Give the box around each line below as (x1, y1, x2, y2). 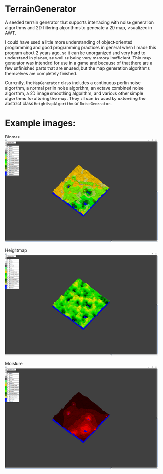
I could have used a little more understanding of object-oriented (5, 39, 133, 45)
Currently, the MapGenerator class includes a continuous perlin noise (5, 79, 141, 86)
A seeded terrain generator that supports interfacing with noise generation (5, 20, 154, 25)
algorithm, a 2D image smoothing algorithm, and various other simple (5, 90, 144, 96)
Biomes (5, 134, 20, 139)
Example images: (5, 118, 76, 129)
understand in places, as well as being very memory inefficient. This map (5, 55, 151, 60)
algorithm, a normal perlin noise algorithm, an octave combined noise (5, 85, 144, 91)
